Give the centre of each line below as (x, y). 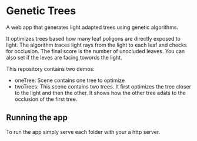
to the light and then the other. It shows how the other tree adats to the (100, 93)
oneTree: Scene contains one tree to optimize (70, 80)
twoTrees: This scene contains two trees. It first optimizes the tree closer (103, 86)
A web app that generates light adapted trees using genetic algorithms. (92, 27)
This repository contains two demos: (51, 68)
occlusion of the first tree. (46, 99)
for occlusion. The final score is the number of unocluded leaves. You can (96, 51)
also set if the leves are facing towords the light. (64, 57)
